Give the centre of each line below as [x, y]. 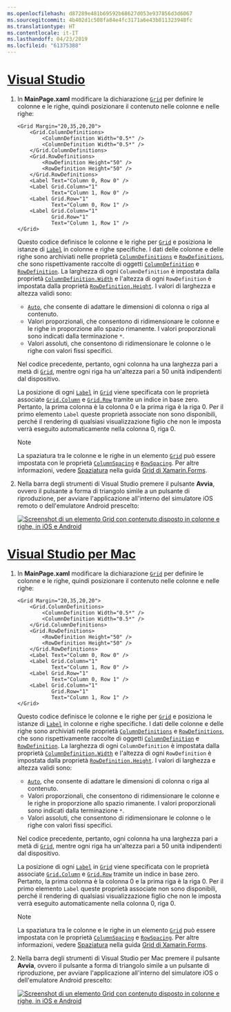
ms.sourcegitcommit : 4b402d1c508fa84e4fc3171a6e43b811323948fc [100, 20]
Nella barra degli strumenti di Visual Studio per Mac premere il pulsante [119, 958]
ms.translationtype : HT [41, 26]
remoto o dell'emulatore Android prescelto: [78, 506]
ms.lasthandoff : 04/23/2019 [48, 39]
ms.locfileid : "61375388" [44, 46]
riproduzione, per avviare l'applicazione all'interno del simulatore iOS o [118, 973]
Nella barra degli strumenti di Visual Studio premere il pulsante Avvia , [116, 484]
